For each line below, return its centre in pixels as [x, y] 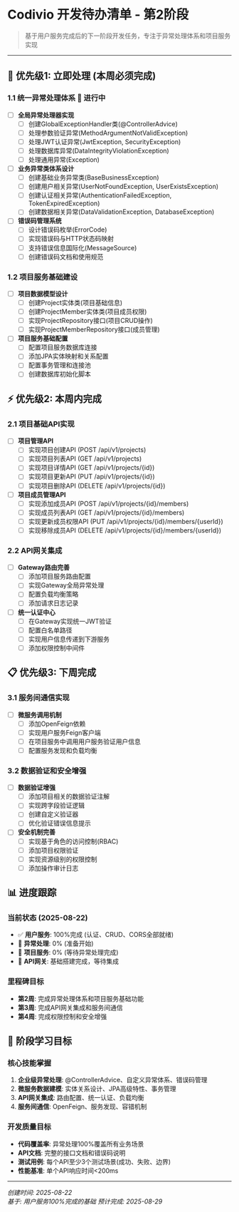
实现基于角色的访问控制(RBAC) [73, 841]
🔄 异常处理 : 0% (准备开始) [55, 944]
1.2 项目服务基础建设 [43, 277]
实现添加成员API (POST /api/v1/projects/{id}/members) [108, 503]
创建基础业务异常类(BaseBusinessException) [94, 178]
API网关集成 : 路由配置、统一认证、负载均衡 [81, 1098]
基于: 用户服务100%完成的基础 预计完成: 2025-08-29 [85, 1201]
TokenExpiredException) [64, 203]
